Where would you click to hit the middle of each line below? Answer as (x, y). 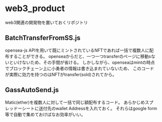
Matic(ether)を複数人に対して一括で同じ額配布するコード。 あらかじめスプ (79, 102)
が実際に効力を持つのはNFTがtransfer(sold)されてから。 (61, 74)
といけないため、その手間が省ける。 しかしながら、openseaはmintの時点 (82, 62)
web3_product (35, 8)
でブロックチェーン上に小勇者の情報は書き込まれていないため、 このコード (80, 68)
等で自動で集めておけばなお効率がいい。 (45, 114)
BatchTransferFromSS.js (43, 38)
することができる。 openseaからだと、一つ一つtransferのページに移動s (80, 56)
